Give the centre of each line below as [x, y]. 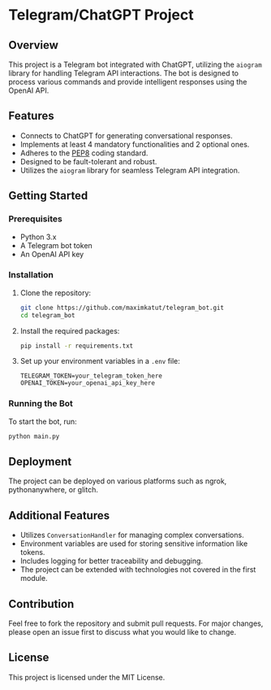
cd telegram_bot [47, 315]
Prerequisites [35, 219]
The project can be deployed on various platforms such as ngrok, [118, 481]
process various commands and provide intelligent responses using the [128, 82]
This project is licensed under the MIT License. [87, 677]
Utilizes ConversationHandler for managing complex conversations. [132, 535]
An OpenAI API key [52, 254]
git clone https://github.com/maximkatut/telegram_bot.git [122, 308]
